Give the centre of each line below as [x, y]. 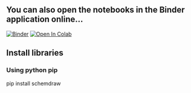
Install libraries [35, 53]
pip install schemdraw [34, 83]
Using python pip [32, 70]
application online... [45, 20]
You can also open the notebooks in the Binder [96, 10]
